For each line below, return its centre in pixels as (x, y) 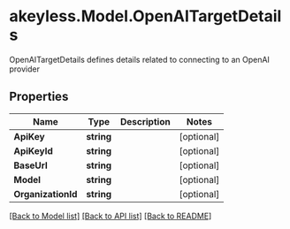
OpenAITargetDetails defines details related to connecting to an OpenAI (139, 59)
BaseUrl (31, 165)
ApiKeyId (33, 150)
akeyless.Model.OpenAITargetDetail (145, 16)
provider (24, 69)
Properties (39, 97)
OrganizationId (46, 194)
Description (145, 121)
